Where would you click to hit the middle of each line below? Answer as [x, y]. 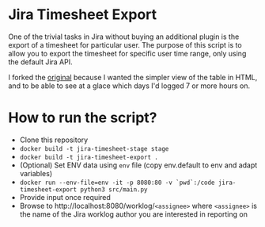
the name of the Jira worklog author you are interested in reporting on [133, 214]
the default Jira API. [40, 62]
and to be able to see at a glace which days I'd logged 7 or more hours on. [129, 86]
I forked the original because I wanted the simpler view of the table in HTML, [133, 77]
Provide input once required [65, 197]
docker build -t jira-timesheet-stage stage [94, 148]
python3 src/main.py [114, 189]
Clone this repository [54, 140]
